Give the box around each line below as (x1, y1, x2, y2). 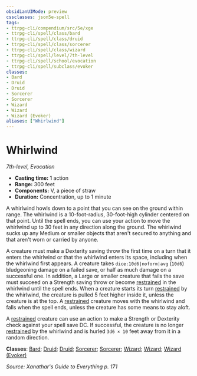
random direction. (6, 334, 50, 341)
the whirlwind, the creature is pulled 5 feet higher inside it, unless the (6, 291, 174, 298)
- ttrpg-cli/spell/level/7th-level (6, 52, 94, 58)
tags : (6, 19, 19, 25)
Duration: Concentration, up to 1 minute (14, 193, 111, 200)
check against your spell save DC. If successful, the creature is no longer (6, 322, 184, 329)
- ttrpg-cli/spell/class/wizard (6, 47, 86, 53)
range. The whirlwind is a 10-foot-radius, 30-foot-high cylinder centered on (6, 211, 190, 218)
